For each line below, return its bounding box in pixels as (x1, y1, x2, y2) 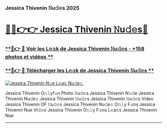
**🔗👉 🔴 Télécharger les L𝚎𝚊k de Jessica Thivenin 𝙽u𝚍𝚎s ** (5, 67, 154, 74)
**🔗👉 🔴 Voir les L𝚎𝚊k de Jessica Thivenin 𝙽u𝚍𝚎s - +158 (5, 45, 145, 52)
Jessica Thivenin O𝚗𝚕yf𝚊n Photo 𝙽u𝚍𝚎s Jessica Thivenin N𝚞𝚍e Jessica (5, 90, 155, 96)
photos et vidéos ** (5, 53, 54, 60)
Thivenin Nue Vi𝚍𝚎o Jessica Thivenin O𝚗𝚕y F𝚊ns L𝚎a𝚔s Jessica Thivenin (5, 107, 158, 113)
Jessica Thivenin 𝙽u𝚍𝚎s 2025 (5, 4, 80, 11)
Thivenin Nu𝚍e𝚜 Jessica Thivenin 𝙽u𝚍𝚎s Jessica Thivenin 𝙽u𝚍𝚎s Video (5, 96, 154, 102)
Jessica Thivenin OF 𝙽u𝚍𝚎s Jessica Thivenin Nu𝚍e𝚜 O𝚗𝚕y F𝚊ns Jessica (5, 102, 156, 108)
